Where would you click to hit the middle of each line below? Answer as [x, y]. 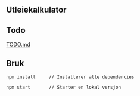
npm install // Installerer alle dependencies [70, 77]
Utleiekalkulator [36, 10]
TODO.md [18, 45]
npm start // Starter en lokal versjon [63, 88]
